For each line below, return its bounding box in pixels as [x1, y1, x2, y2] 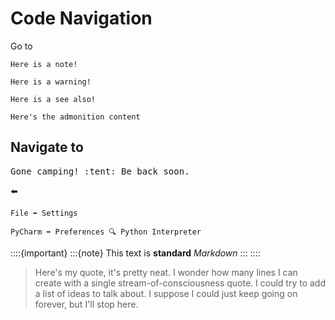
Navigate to [10, 139, 84, 156]
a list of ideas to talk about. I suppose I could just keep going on [34, 287, 298, 299]
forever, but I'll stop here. [34, 298, 139, 310]
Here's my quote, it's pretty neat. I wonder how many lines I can [34, 266, 298, 278]
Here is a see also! [10, 94, 97, 104]
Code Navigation [10, 7, 153, 30]
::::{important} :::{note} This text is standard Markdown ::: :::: [10, 247, 261, 259]
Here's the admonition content [10, 112, 141, 122]
